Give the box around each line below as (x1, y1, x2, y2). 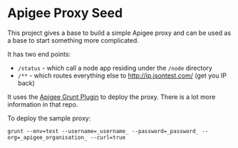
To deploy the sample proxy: (7, 114, 91, 122)
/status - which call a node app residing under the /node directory (17, 63, 212, 72)
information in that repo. (7, 100, 78, 108)
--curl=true (90, 134, 126, 141)
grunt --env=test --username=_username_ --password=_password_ (7, 127, 200, 134)
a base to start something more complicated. (7, 36, 139, 44)
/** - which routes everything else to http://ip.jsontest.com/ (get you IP (17, 71, 227, 80)
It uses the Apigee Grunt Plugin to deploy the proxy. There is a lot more (7, 92, 216, 101)
